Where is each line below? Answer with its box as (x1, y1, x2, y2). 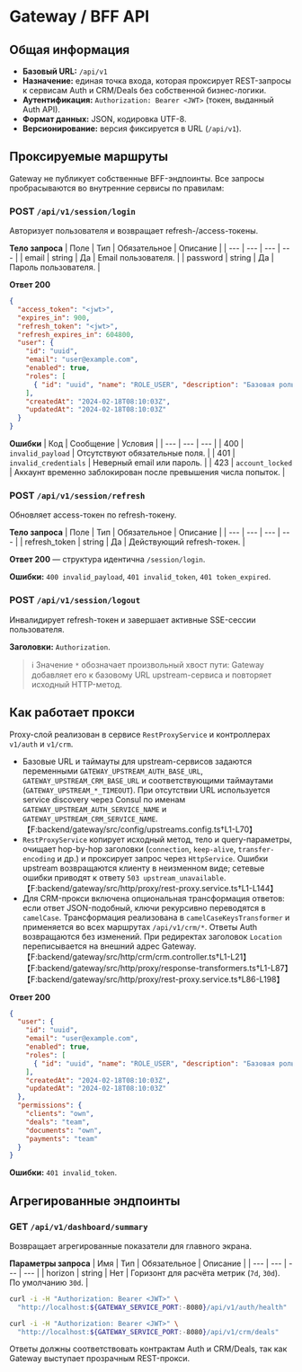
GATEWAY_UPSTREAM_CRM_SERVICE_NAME (22, 815, 156, 824)
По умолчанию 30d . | (9, 1277, 89, 1288)
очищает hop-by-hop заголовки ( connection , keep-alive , (22, 843, 236, 854)
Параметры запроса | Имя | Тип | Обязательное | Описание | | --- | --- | (9, 1258, 288, 1269)
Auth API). (22, 104, 61, 114)
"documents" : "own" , (25, 1126, 102, 1135)
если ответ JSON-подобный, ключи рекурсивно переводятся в (22, 902, 266, 913)
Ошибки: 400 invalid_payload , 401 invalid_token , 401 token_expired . (9, 571, 271, 582)
